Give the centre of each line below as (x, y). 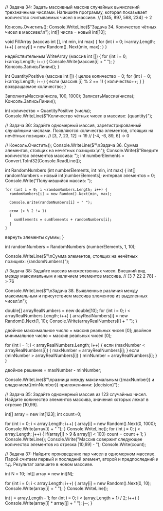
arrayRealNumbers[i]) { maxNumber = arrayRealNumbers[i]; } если (72, 350)
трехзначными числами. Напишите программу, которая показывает (76, 12)
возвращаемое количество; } (36, 87)
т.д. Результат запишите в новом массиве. (49, 464)
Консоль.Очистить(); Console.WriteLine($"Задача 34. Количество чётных (81, 27)
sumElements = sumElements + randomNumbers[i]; (63, 220)
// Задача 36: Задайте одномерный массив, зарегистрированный (73, 125)
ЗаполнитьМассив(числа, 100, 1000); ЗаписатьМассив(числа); (70, 96)
